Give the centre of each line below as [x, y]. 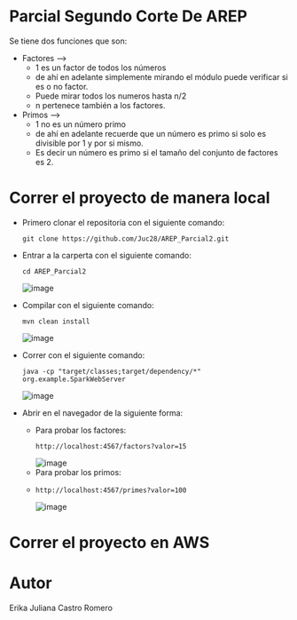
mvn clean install [56, 322]
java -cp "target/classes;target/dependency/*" [111, 371]
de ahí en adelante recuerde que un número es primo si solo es [151, 133]
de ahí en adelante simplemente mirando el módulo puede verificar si [161, 76]
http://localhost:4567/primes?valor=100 [111, 490]
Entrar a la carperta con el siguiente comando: [107, 255]
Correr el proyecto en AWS [109, 543]
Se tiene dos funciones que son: [68, 41]
